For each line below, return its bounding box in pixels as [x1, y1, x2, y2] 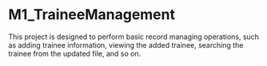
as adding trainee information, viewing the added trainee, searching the [8, 40, 244, 49]
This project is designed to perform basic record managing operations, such [8, 32, 260, 41]
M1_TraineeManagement [8, 6, 176, 24]
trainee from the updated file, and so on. [8, 49, 141, 58]
